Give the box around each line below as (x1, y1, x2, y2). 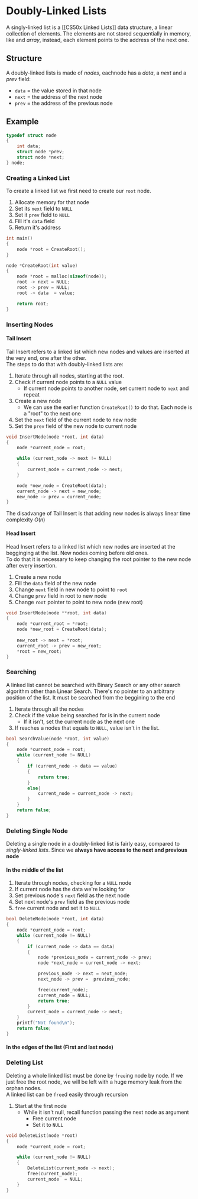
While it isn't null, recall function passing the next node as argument (23, 1108, 189, 1116)
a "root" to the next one (23, 410, 81, 417)
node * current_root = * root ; (17, 621, 89, 627)
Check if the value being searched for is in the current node (14, 711, 161, 718)
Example (6, 117, 39, 127)
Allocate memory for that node (14, 199, 90, 206)
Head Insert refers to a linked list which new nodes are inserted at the (6, 543, 176, 550)
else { (27, 785, 41, 791)
